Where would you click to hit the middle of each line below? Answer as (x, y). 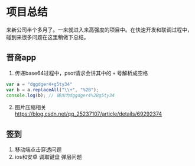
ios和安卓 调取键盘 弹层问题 (48, 157)
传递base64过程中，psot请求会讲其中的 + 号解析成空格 (81, 73)
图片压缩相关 (30, 107)
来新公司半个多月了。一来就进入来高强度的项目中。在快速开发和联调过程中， (99, 30)
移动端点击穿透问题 (38, 149)
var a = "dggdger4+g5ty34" (39, 84)
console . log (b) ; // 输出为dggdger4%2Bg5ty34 (61, 95)
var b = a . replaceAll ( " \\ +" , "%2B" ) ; (53, 90)
